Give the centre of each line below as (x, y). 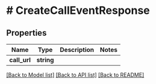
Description (77, 50)
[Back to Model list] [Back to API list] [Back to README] (75, 75)
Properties (27, 33)
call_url (20, 60)
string (45, 60)
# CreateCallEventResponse (78, 11)
